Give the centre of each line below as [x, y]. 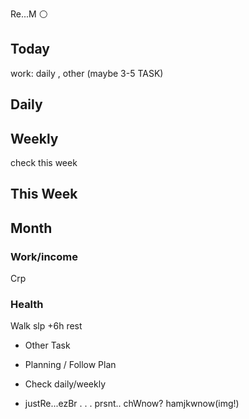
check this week [44, 163]
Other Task [47, 345]
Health [27, 305]
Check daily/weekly [65, 384]
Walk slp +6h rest [46, 326]
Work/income [44, 256]
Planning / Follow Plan [70, 365]
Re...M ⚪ [29, 14]
